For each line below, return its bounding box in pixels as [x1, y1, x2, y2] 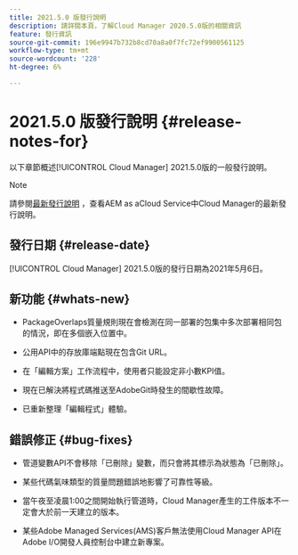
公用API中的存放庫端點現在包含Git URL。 [21, 347, 172, 357]
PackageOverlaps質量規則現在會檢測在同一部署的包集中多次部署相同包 [21, 317, 283, 328]
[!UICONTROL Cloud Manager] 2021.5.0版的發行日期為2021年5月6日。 [9, 263, 269, 273]
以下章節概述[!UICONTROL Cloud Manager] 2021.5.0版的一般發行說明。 [9, 161, 272, 172]
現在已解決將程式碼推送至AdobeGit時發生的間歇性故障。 [21, 385, 229, 396]
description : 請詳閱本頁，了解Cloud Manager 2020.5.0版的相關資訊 [9, 21, 242, 30]
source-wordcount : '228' [9, 54, 101, 63]
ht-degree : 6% [9, 63, 62, 72]
